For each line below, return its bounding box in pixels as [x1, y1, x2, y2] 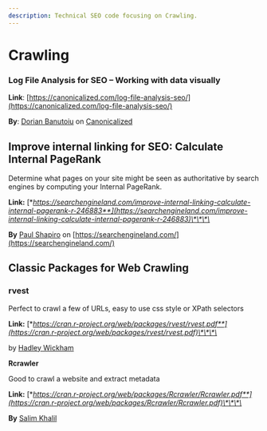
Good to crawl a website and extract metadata [8, 374, 161, 383]
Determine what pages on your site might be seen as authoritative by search [8, 173, 259, 183]
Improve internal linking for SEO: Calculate [8, 140, 224, 153]
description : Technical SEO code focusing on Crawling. [8, 11, 198, 20]
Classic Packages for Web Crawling [8, 261, 190, 275]
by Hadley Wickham [8, 342, 74, 352]
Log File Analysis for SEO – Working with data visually [8, 74, 221, 85]
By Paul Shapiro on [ [8, 229, 76, 239]
